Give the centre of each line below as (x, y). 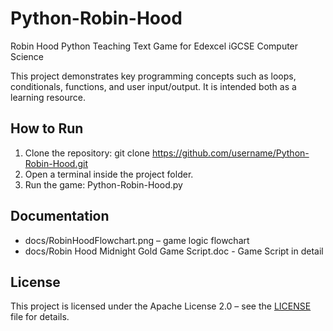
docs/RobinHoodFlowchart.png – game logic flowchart (137, 240)
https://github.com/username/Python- (230, 153)
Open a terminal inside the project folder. (109, 174)
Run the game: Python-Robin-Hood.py (103, 184)
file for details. (40, 317)
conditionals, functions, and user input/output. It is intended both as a (153, 86)
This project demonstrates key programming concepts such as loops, (153, 76)
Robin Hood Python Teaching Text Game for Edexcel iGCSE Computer (154, 46)
